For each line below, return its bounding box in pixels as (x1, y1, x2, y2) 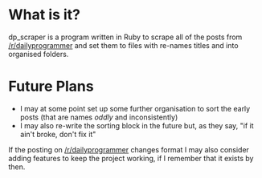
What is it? (8, 6, 81, 24)
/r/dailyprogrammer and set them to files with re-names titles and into (8, 40, 239, 50)
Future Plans (8, 78, 94, 95)
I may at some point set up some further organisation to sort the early (19, 103, 251, 113)
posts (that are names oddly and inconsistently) (19, 112, 178, 122)
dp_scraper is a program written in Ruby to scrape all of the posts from (8, 32, 243, 42)
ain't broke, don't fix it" (19, 129, 96, 139)
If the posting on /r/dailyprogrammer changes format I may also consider (8, 144, 249, 154)
